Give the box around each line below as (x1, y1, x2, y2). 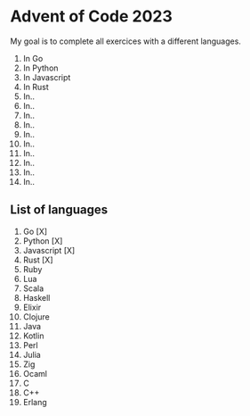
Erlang (22, 396, 47, 407)
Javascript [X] (22, 245, 76, 255)
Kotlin (22, 330, 44, 341)
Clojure (22, 311, 50, 322)
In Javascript (22, 71, 71, 82)
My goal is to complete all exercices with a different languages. (10, 36, 241, 46)
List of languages (10, 203, 109, 218)
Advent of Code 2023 (10, 6, 173, 27)
